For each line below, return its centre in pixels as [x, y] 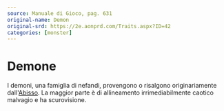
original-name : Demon [38, 20]
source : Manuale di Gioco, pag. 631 [60, 13]
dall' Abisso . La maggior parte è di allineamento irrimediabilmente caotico [110, 92]
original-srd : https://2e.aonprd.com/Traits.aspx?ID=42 [89, 26]
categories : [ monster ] [40, 33]
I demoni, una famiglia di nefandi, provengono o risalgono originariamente [112, 86]
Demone [32, 66]
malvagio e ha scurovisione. [47, 100]
